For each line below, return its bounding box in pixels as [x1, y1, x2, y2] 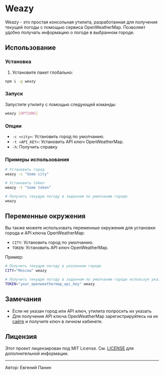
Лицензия [5, 333, 37, 341]
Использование [5, 43, 56, 52]
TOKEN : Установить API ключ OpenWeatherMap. [12, 245, 109, 250]
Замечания [5, 295, 41, 303]
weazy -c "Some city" [5, 172, 49, 177]
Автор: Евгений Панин [5, 365, 51, 371]
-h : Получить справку [12, 144, 58, 149]
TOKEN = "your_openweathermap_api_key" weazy [5, 281, 95, 286]
